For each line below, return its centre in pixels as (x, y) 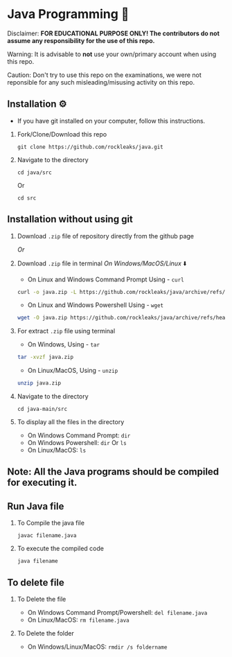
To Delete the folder (45, 633)
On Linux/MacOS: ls (57, 450)
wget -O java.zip (42, 318)
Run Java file (36, 506)
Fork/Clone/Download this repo (62, 134)
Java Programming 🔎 (68, 14)
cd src (27, 198)
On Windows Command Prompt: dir (79, 435)
